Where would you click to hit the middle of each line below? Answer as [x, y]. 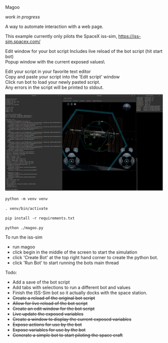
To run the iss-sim [24, 237]
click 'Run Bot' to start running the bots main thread [65, 263]
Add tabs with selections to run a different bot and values [71, 288]
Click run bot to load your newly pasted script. [53, 82]
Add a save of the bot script [41, 282]
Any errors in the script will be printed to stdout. [54, 87]
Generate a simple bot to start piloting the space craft [67, 335]
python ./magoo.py [24, 228]
